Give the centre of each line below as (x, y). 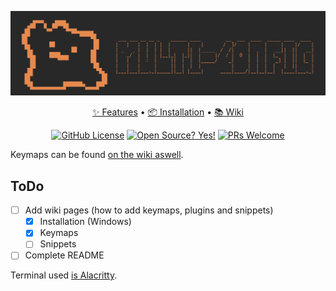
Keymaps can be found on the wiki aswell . (97, 155)
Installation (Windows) (85, 222)
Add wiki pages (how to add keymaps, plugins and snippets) (149, 210)
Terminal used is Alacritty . (64, 275)
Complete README (64, 255)
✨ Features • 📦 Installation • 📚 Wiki (168, 112)
